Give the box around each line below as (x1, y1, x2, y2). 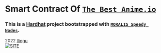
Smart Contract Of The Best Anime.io (5, 3, 157, 15)
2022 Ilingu (5, 38, 28, 44)
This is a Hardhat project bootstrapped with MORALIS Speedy (5, 21, 146, 28)
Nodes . (5, 27, 20, 34)
